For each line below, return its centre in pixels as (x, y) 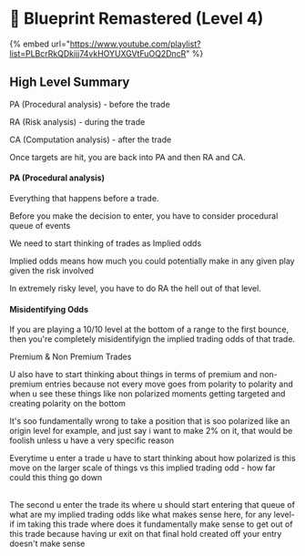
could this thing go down (56, 478)
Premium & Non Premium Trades (71, 357)
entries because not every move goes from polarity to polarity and (169, 384)
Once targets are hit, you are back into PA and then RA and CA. (127, 157)
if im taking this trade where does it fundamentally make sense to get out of (151, 524)
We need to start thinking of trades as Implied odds (106, 243)
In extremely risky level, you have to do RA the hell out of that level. (135, 288)
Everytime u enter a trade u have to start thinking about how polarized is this (152, 458)
